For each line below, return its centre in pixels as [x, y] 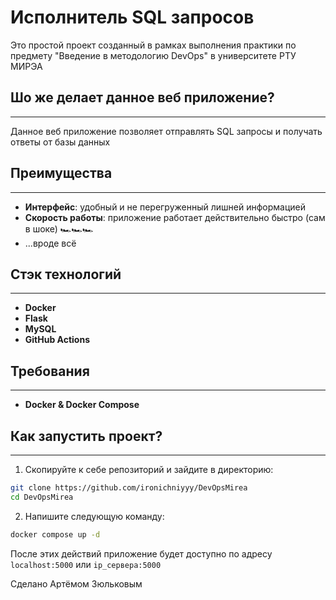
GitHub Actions [57, 340]
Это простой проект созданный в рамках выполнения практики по [153, 45]
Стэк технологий [66, 274]
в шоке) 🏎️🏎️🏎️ [59, 228]
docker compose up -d [55, 534]
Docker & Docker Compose [82, 405]
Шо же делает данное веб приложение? [142, 97]
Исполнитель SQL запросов [132, 17]
